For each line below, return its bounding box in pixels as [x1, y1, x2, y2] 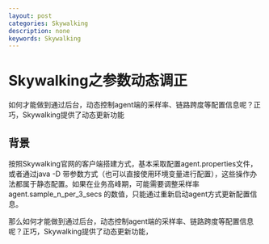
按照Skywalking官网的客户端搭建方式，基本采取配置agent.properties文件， [8, 159, 258, 168]
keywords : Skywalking [8, 34, 82, 43]
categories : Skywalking [8, 19, 89, 27]
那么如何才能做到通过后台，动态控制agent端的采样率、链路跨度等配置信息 [8, 217, 254, 226]
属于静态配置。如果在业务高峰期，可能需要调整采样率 [22, 179, 200, 188]
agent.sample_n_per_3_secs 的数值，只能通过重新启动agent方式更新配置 [8, 189, 250, 199]
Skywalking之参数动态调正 [8, 72, 188, 90]
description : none [8, 27, 70, 35]
